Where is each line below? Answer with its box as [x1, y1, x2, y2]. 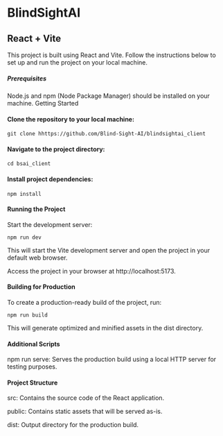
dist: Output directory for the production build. [7, 421, 139, 429]
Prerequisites [7, 74, 47, 83]
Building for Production [7, 283, 75, 291]
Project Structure [7, 378, 58, 387]
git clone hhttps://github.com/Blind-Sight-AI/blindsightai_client [7, 131, 206, 137]
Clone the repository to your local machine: [7, 115, 135, 123]
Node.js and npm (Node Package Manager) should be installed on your [7, 92, 210, 100]
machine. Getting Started [7, 99, 79, 107]
